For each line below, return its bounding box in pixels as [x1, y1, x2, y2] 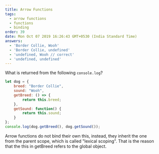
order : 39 [5, 30, 25, 34]
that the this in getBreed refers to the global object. [5, 143, 107, 149]
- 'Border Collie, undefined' [9, 47, 70, 52]
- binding [9, 25, 29, 30]
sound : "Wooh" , [14, 88, 44, 93]
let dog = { [5, 79, 29, 84]
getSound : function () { [14, 106, 62, 111]
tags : [5, 12, 16, 16]
